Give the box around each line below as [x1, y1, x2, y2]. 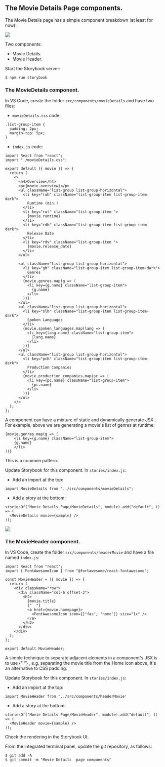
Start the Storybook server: [5, 65, 61, 71]
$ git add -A [5, 753, 32, 758]
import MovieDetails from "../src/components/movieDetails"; [5, 486, 134, 491]
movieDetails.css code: [12, 113, 61, 119]
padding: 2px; [9, 126, 39, 131]
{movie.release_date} [27, 244, 72, 249]
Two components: [5, 41, 42, 47]
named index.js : [5, 555, 40, 561]
